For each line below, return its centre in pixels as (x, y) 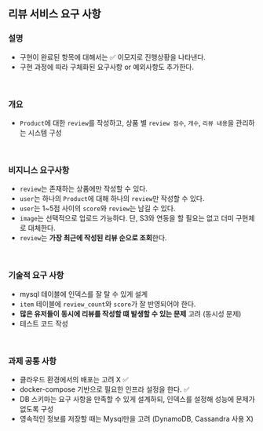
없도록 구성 (37, 409)
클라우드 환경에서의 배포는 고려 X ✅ (74, 379)
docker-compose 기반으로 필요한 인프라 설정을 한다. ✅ (104, 389)
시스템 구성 (45, 133)
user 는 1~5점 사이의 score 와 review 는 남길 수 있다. (97, 208)
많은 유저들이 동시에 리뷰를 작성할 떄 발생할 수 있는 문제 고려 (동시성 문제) (130, 313)
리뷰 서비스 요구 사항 (55, 14)
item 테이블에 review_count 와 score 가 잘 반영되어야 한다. (108, 304)
